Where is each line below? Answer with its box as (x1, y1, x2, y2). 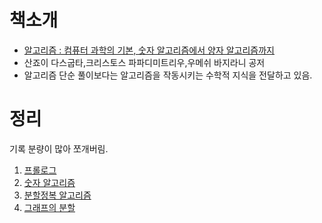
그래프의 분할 (23, 201, 76, 213)
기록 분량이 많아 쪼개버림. (9, 142, 109, 155)
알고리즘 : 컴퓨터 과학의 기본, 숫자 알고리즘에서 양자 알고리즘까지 (23, 44, 276, 56)
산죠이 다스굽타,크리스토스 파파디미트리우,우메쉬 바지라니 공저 (23, 56, 266, 68)
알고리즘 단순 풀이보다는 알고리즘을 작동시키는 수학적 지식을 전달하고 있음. (23, 69, 313, 81)
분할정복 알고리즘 (23, 189, 92, 201)
